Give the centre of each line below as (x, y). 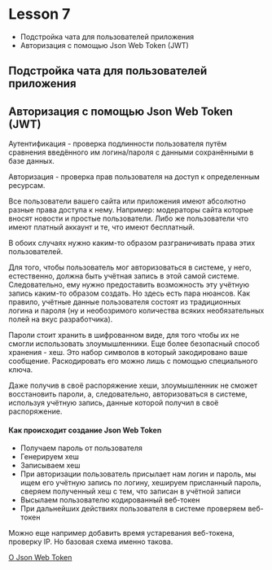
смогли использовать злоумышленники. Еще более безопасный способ (134, 344)
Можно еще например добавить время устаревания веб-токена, (121, 533)
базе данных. (32, 161)
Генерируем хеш (49, 457)
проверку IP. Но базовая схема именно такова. (91, 541)
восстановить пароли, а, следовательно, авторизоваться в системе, (128, 394)
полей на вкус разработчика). (61, 319)
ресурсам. (27, 186)
